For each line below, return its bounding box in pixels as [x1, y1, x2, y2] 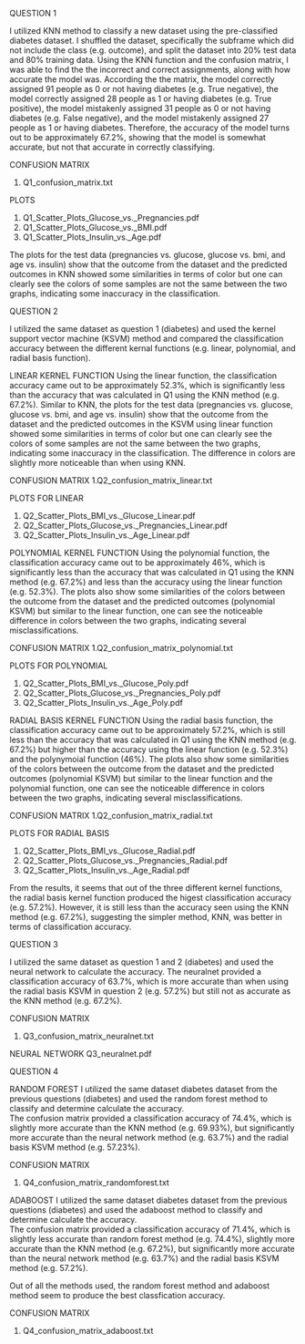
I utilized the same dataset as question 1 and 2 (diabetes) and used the [9, 956, 274, 967]
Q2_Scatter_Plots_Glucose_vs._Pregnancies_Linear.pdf [22, 520, 229, 531]
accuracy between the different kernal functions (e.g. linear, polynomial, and [9, 343, 296, 354]
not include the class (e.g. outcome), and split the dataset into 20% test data [9, 45, 297, 56]
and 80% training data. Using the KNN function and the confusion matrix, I [9, 55, 289, 65]
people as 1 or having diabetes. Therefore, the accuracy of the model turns [9, 122, 290, 133]
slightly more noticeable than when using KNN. [9, 458, 186, 468]
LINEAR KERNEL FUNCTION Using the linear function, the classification [9, 370, 278, 381]
